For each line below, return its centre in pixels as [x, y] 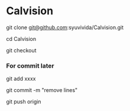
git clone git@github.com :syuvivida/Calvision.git [65, 27]
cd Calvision [21, 39]
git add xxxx [21, 79]
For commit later [30, 65]
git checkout [21, 50]
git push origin [24, 102]
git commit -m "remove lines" [42, 90]
